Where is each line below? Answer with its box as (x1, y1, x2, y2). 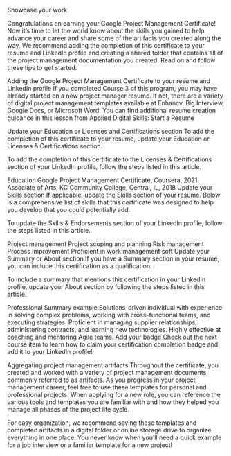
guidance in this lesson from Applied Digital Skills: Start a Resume (7, 114, 195, 122)
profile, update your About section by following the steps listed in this (7, 283, 205, 290)
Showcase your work (7, 6, 68, 14)
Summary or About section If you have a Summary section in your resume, (7, 254, 220, 263)
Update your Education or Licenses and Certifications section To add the (7, 128, 214, 135)
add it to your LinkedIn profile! (7, 348, 93, 356)
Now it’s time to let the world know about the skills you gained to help (7, 27, 205, 35)
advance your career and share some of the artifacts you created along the (7, 34, 221, 42)
